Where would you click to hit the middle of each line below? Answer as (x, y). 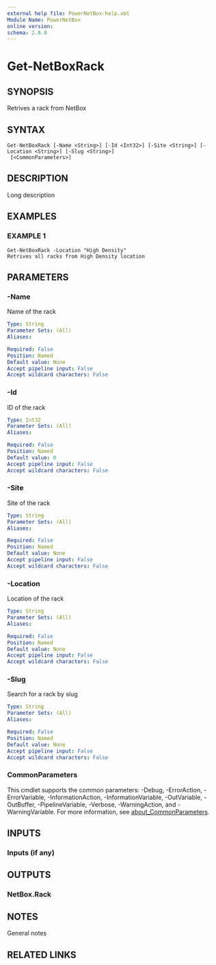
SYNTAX (26, 130)
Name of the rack (32, 312)
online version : (30, 26)
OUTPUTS (29, 875)
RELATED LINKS (42, 954)
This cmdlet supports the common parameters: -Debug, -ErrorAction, (105, 790)
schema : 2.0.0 (27, 33)
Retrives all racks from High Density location (76, 256)
